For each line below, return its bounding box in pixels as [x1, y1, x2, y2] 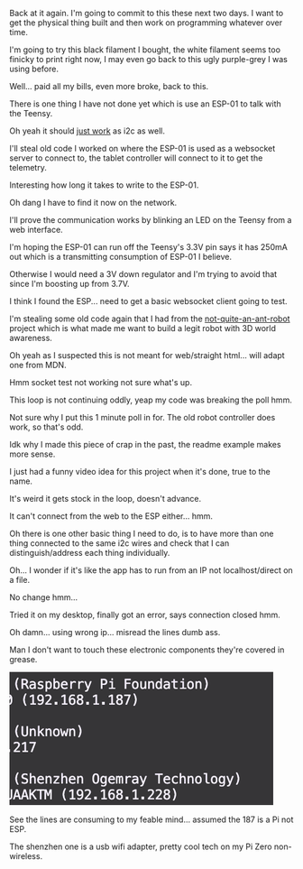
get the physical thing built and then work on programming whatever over [9, 17, 282, 28]
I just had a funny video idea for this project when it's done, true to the [9, 467, 271, 476]
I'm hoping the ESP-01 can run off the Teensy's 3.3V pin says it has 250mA [9, 242, 289, 252]
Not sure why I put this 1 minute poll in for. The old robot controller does [9, 412, 276, 422]
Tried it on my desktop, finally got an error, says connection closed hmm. [9, 609, 281, 620]
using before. [9, 63, 59, 74]
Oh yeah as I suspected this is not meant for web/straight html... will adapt [9, 350, 286, 360]
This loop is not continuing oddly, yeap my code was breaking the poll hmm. [9, 394, 293, 405]
